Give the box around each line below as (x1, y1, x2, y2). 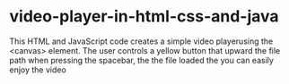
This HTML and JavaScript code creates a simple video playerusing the (9, 36, 274, 46)
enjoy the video (9, 64, 67, 75)
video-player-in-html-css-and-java (9, 6, 280, 27)
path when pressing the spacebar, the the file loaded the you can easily (9, 55, 274, 65)
